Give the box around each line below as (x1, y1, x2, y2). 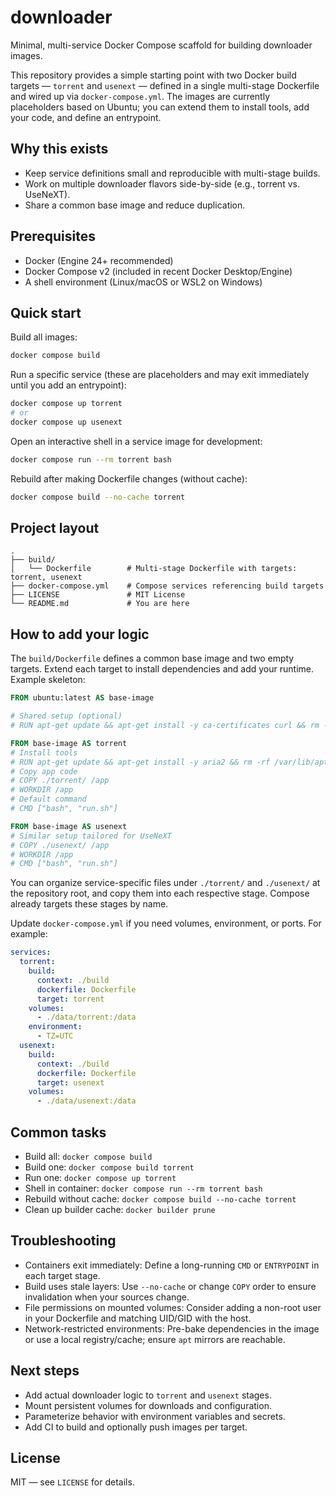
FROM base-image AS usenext (10, 821, 128, 831)
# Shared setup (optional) (10, 711, 123, 721)
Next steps (10, 1362, 80, 1380)
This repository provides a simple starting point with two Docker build (10, 69, 297, 81)
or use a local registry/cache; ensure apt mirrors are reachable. (24, 1333, 286, 1345)
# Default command (10, 794, 87, 805)
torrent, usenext (10, 572, 83, 583)
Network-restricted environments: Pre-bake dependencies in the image (24, 1322, 320, 1335)
